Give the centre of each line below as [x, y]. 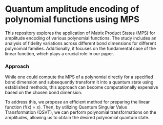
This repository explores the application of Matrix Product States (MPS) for [80, 33]
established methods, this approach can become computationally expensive [82, 87]
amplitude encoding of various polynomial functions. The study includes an [81, 38]
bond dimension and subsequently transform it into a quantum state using [79, 82]
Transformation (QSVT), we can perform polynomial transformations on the [81, 112]
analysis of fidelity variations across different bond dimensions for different [81, 43]
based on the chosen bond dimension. [44, 93]
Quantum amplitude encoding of [72, 9]
